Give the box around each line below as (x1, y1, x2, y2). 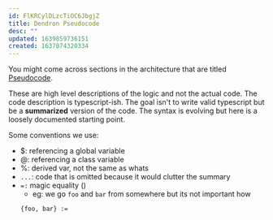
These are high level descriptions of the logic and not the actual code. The (8, 88, 258, 98)
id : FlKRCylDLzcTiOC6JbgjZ (8, 11, 100, 20)
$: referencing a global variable (19, 146, 126, 156)
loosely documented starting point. (8, 114, 126, 124)
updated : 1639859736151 (8, 34, 89, 43)
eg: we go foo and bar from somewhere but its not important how (32, 189, 251, 199)
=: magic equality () (19, 180, 87, 191)
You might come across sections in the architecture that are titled (8, 64, 227, 74)
